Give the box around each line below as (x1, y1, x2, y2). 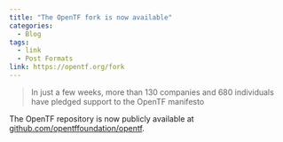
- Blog (17, 29, 42, 38)
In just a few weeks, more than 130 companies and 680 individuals (30, 86, 275, 98)
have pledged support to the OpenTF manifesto (30, 96, 205, 106)
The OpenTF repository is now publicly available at (9, 113, 194, 124)
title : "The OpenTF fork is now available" (9, 12, 173, 22)
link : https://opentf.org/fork (9, 63, 125, 72)
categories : (9, 21, 53, 30)
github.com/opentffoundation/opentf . (9, 122, 145, 133)
